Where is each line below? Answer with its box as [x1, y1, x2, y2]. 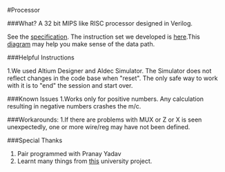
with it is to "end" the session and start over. [7, 82, 133, 89]
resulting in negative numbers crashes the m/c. [7, 102, 141, 110]
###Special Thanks [7, 136, 63, 144]
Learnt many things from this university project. [17, 157, 153, 165]
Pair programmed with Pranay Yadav [17, 150, 122, 157]
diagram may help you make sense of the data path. [7, 40, 155, 48]
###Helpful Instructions [7, 53, 75, 61]
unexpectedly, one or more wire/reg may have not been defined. [7, 123, 190, 131]
